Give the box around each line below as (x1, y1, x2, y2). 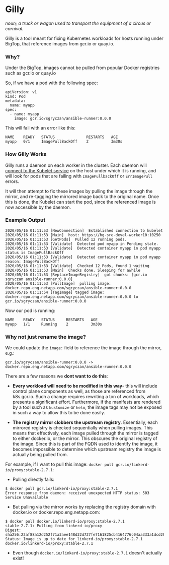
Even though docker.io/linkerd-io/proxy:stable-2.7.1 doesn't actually (12, 550, 162, 556)
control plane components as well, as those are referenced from (12, 388, 146, 394)
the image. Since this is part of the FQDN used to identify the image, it (12, 441, 158, 447)
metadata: (5, 98, 26, 104)
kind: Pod (5, 94, 26, 99)
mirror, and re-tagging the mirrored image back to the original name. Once (5, 193, 159, 200)
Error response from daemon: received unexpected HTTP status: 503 (5, 490, 150, 496)
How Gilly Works (5, 151, 47, 158)
